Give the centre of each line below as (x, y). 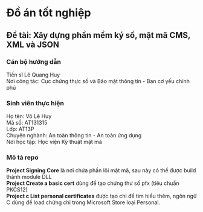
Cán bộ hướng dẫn (34, 61)
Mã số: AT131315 (27, 123)
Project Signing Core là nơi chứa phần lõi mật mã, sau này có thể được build (101, 170)
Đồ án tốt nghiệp (49, 13)
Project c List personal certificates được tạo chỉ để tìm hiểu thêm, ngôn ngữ (101, 196)
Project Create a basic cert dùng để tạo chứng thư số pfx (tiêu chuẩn (93, 183)
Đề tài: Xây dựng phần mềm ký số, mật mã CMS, (98, 35)
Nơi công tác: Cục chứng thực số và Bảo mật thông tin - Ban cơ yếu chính (98, 81)
